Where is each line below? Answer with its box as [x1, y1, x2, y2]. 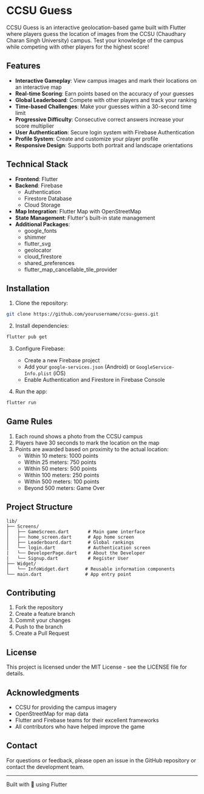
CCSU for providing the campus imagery [15, 703, 117, 711]
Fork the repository [15, 604, 64, 611]
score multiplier [15, 122, 55, 129]
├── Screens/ [6, 523, 39, 530]
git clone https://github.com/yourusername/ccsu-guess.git [6, 311, 159, 317]
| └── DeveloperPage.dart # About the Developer [6, 550, 146, 556]
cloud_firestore [24, 253, 62, 260]
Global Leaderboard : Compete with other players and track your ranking [15, 96, 197, 103]
